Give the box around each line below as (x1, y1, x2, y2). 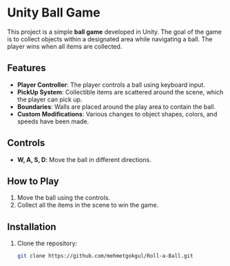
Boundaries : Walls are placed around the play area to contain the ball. (17, 102, 216, 111)
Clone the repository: (17, 239, 78, 247)
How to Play (7, 175, 60, 187)
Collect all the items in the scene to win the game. (17, 201, 159, 209)
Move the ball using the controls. (17, 194, 110, 202)
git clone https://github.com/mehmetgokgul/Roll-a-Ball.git (17, 253, 194, 260)
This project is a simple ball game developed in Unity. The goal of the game (7, 28, 222, 36)
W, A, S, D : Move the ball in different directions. (17, 155, 151, 163)
